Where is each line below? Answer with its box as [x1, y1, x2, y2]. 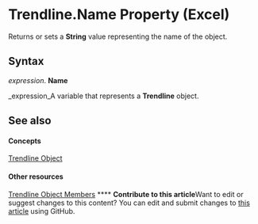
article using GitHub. [8, 206, 75, 215]
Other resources [8, 172, 64, 181]
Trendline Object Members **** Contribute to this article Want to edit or [8, 189, 244, 199]
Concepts [8, 136, 41, 146]
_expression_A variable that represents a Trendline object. [8, 91, 199, 101]
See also [8, 114, 52, 127]
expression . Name [8, 75, 68, 85]
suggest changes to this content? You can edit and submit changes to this [8, 198, 250, 207]
